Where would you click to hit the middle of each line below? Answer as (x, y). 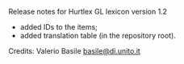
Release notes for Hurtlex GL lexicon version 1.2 (88, 12)
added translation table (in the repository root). (98, 36)
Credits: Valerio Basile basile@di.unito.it (75, 51)
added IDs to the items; (59, 27)
